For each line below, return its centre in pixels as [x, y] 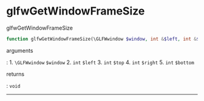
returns [15, 74]
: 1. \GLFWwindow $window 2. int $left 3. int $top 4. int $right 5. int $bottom [100, 62]
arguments [20, 50]
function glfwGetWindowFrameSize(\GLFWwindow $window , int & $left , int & [102, 39]
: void [13, 85]
